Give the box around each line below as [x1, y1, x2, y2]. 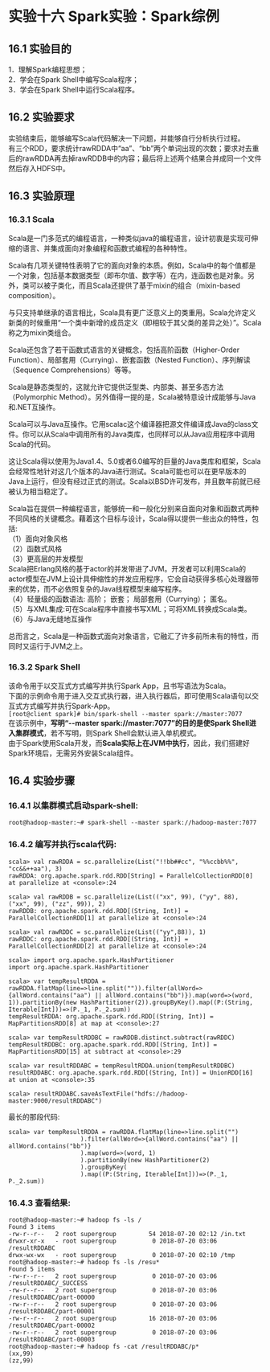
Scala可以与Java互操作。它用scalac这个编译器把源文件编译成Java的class [8, 419, 252, 428]
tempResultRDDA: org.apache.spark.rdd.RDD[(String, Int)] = [8, 1012, 215, 1021]
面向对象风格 [25, 534, 68, 543]
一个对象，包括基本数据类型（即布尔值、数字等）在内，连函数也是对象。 [8, 270, 247, 280]
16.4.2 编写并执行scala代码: [8, 839, 117, 850]
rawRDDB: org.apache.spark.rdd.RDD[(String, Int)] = [8, 907, 189, 915]
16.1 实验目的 [8, 42, 72, 55]
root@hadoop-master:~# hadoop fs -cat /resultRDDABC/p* [8, 1343, 199, 1351]
